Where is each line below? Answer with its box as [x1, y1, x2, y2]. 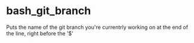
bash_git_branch [6, 4, 91, 18]
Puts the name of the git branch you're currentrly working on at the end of [6, 24, 189, 31]
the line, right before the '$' [6, 29, 73, 37]
